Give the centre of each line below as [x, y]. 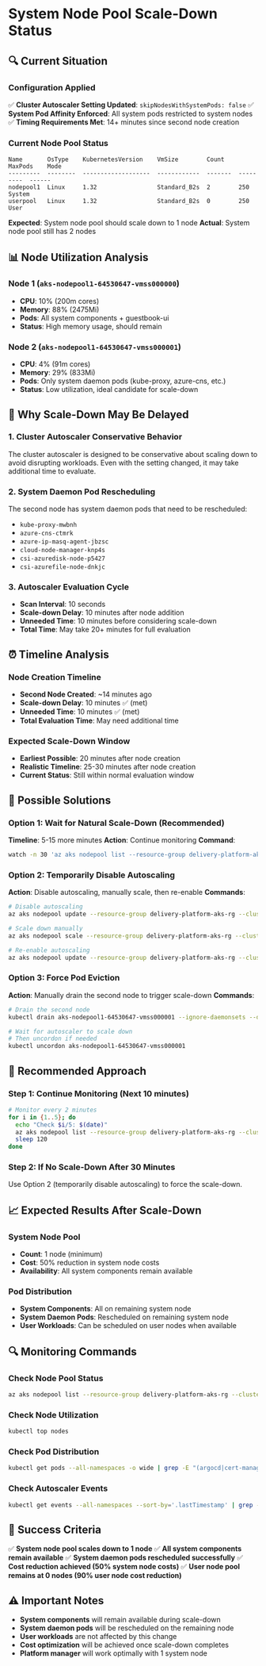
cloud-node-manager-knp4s [62, 551]
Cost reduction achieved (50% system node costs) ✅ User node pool [124, 1567]
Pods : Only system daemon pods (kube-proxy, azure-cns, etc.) [123, 381]
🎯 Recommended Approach [77, 1071]
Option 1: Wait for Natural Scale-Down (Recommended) [116, 823]
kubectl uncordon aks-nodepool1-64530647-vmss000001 [97, 1046]
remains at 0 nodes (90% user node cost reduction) [95, 1576]
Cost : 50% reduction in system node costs [89, 1263]
